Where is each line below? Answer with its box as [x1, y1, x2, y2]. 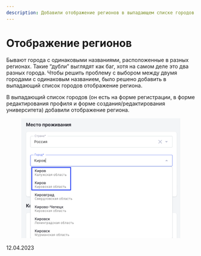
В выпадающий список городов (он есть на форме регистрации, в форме [6, 93, 195, 100]
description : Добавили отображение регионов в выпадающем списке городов [6, 10, 195, 16]
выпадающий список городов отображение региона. [6, 82, 143, 89]
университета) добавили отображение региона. [6, 106, 130, 114]
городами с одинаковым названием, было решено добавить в [6, 75, 167, 82]
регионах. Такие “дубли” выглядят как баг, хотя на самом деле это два [6, 62, 189, 70]
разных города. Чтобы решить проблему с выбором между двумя [6, 69, 178, 76]
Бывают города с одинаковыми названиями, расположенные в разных [6, 56, 189, 63]
